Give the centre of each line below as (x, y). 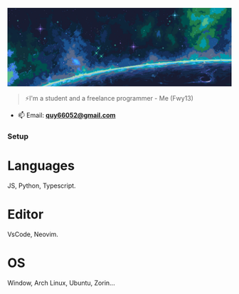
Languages (41, 166)
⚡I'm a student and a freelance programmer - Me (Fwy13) (109, 98)
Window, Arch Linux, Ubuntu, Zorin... (61, 283)
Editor (26, 214)
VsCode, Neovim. (33, 234)
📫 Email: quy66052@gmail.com (67, 116)
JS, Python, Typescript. (42, 186)
